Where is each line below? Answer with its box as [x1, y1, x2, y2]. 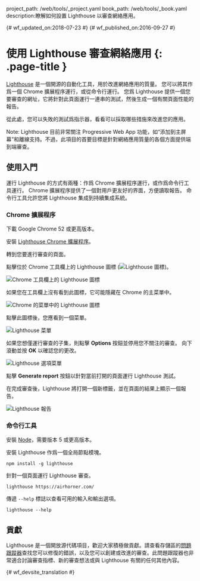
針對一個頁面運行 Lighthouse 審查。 [6, 472, 94, 479]
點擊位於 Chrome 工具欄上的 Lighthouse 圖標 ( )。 [6, 263, 172, 270]
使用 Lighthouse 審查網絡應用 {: [6, 47, 162, 60]
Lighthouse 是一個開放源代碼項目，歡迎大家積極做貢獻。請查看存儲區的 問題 [6, 542, 192, 549]
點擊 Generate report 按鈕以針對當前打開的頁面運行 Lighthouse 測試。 [6, 373, 179, 380]
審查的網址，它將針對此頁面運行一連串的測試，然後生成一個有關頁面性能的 [11, 95, 194, 102]
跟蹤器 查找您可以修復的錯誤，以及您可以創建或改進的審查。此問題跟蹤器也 [6, 549, 189, 557]
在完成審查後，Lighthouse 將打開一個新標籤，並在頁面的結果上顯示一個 [6, 385, 182, 392]
